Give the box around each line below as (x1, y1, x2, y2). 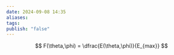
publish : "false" (6, 25, 50, 32)
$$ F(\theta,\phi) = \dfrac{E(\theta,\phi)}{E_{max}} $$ (35, 42, 168, 50)
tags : (6, 20, 20, 26)
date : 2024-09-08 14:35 (6, 8, 66, 15)
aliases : (6, 15, 28, 21)
